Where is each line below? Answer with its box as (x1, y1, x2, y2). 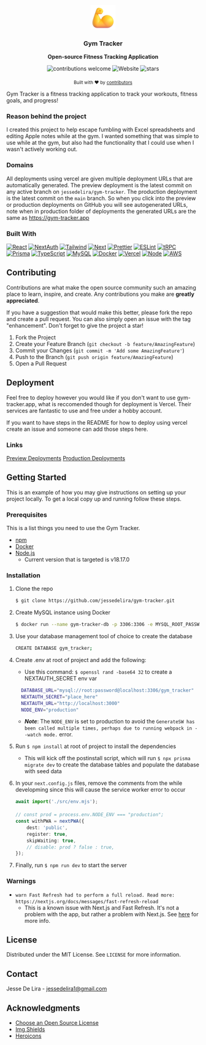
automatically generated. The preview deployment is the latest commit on (6, 181, 192, 188)
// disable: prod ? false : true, (26, 844, 115, 850)
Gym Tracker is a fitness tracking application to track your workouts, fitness (6, 90, 198, 98)
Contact (6, 968, 38, 979)
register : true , (26, 831, 68, 837)
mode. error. (44, 731, 73, 738)
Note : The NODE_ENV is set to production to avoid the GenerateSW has (24, 718, 195, 725)
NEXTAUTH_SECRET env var (24, 674, 97, 682)
